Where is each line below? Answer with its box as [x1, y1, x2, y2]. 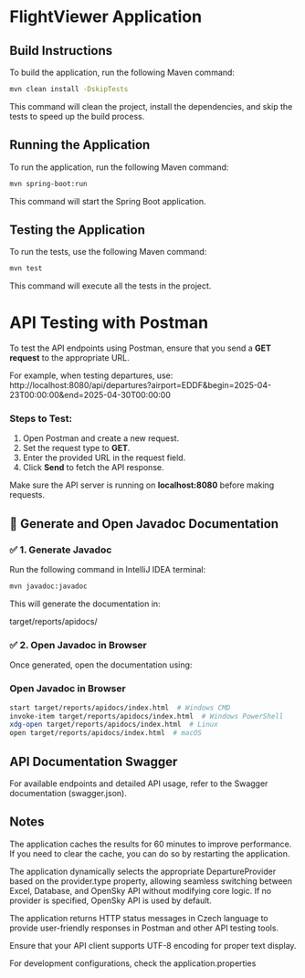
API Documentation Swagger [9, 753, 178, 769]
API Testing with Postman [9, 312, 209, 333]
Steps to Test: [9, 413, 73, 426]
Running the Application [9, 137, 151, 152]
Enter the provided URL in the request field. [22, 452, 186, 463]
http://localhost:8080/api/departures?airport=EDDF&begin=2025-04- [9, 380, 272, 391]
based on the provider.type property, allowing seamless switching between [9, 875, 293, 887]
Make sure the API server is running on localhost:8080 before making [9, 479, 275, 490]
